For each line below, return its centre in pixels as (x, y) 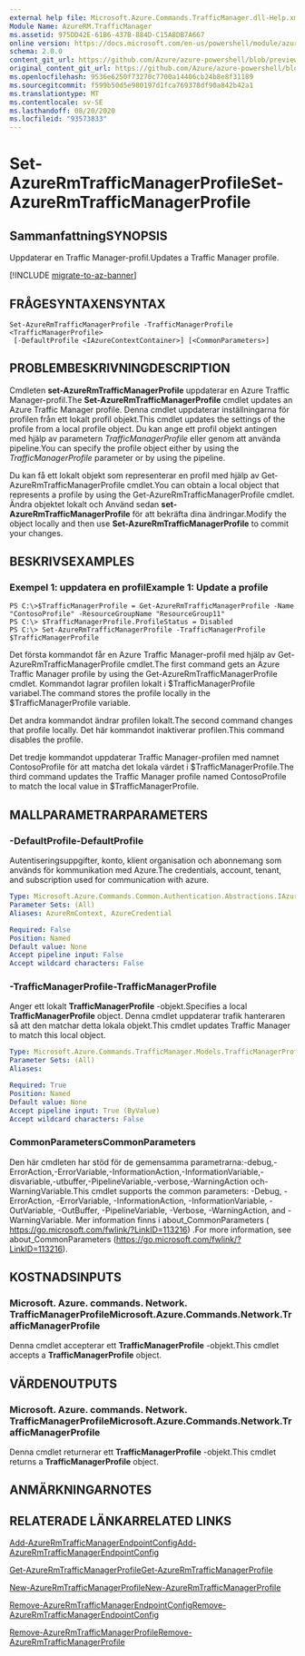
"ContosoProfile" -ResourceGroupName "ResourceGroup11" (117, 614)
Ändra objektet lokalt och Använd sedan (84, 504)
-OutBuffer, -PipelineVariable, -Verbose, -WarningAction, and (172, 1210)
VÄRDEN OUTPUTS (64, 1383)
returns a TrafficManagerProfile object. (84, 1462)
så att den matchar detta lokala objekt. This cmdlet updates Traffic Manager (150, 1025)
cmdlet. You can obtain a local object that (203, 485)
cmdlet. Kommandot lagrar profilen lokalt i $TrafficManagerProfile (133, 684)
